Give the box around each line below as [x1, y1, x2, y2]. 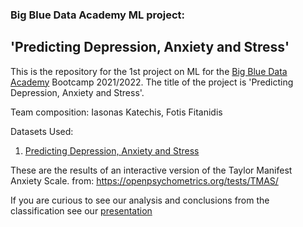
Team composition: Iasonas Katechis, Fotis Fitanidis [10, 106, 223, 118]
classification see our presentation [10, 204, 153, 217]
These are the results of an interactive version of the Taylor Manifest [10, 164, 293, 176]
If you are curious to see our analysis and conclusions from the [10, 194, 270, 206]
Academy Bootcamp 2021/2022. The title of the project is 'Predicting [10, 76, 294, 88]
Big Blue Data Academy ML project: [10, 8, 186, 22]
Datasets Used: [10, 125, 74, 137]
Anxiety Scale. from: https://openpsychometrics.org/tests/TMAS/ [10, 174, 279, 187]
